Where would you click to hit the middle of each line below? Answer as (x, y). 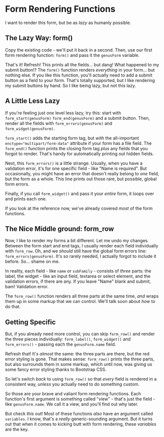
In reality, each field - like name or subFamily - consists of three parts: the (78, 271)
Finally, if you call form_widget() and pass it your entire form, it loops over (80, 193)
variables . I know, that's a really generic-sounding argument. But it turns (79, 419)
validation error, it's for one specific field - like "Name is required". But (76, 168)
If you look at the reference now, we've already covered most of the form (79, 208)
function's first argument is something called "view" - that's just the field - (80, 399)
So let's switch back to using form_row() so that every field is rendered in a (81, 379)
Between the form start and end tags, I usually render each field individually (82, 246)
